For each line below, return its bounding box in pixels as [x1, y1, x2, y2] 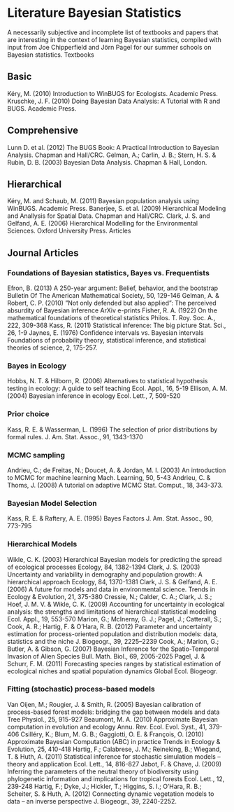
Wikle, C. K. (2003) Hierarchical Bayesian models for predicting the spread [7, 555, 222, 563]
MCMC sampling [7, 450, 65, 460]
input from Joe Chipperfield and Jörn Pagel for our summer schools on [7, 43, 212, 51]
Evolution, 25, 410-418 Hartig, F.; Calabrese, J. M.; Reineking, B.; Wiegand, [7, 745, 221, 753]
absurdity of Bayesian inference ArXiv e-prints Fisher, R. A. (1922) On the [7, 306, 218, 315]
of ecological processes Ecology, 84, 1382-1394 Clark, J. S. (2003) [7, 563, 200, 571]
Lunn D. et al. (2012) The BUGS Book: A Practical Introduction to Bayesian [7, 143, 219, 151]
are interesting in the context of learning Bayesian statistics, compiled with [7, 35, 221, 43]
